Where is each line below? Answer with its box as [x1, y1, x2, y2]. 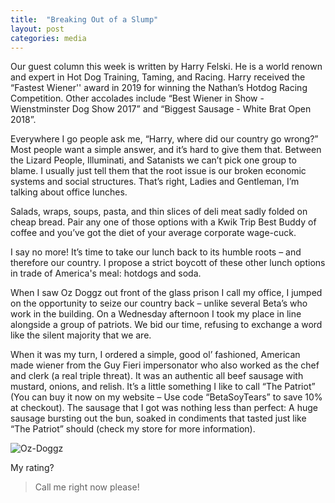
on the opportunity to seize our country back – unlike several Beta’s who [10, 297, 308, 310]
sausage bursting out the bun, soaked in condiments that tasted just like [10, 412, 307, 425]
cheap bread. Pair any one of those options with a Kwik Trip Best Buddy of [10, 216, 317, 228]
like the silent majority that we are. [10, 329, 152, 341]
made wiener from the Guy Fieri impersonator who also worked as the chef [10, 359, 320, 371]
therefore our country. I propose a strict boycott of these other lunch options [10, 257, 326, 269]
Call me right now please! [34, 481, 140, 493]
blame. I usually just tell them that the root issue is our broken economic [10, 165, 307, 177]
